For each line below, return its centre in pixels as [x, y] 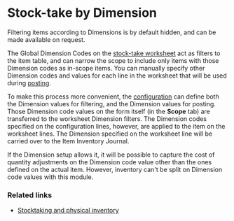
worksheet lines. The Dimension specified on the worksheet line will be [110, 134]
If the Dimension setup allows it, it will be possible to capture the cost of [111, 155]
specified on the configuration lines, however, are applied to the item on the [116, 126]
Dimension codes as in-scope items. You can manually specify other [106, 68]
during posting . [29, 83]
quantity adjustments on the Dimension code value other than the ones [110, 162]
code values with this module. [50, 177]
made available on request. [46, 39]
